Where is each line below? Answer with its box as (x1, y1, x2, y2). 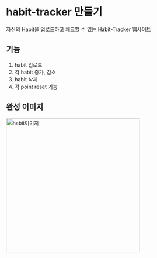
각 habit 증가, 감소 (14, 68, 57, 75)
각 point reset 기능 (14, 83, 58, 90)
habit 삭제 (14, 75, 38, 82)
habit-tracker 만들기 (6, 5, 103, 19)
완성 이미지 (6, 102, 44, 112)
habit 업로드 (14, 61, 43, 68)
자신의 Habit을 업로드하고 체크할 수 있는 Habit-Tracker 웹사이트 (6, 26, 152, 33)
